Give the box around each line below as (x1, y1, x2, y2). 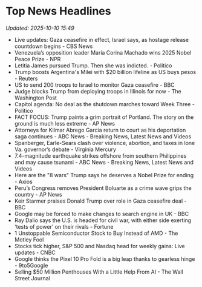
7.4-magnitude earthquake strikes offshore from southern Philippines (14, 152, 187, 159)
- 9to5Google (14, 262, 48, 269)
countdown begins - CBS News (14, 42, 93, 50)
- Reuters (14, 75, 38, 82)
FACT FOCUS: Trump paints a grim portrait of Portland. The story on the (14, 113, 194, 121)
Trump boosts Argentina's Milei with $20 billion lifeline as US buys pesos (14, 68, 197, 75)
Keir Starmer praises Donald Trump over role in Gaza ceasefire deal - (14, 197, 187, 204)
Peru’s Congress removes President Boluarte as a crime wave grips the (14, 184, 192, 192)
